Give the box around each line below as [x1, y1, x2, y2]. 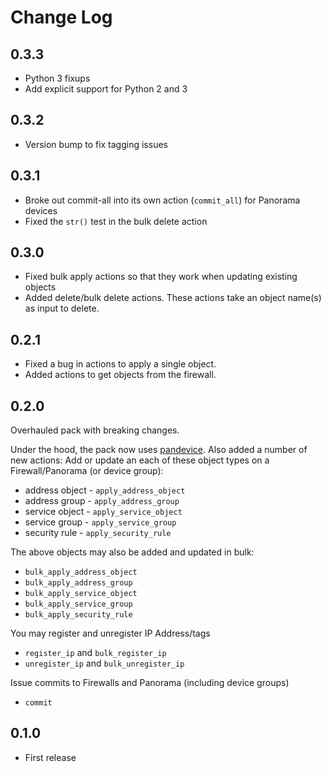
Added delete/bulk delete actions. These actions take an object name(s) [24, 292, 322, 304]
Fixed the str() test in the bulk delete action [24, 215, 208, 227]
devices [24, 204, 58, 216]
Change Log [10, 6, 113, 29]
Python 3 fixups [24, 72, 91, 84]
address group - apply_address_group [24, 495, 180, 507]
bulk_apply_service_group [24, 599, 133, 610]
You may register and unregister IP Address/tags [10, 627, 211, 640]
